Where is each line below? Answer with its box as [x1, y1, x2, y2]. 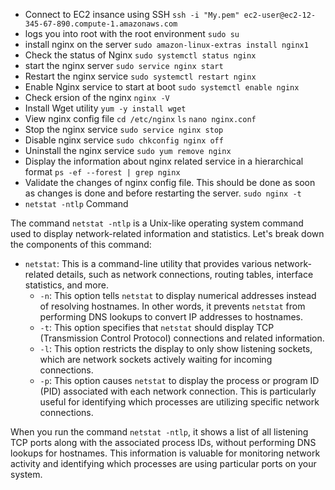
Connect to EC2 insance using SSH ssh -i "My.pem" [24, 9, 240, 20]
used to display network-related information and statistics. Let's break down [10, 228, 325, 239]
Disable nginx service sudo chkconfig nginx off [24, 134, 224, 146]
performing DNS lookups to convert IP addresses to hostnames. [39, 311, 304, 323]
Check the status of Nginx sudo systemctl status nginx [24, 49, 257, 61]
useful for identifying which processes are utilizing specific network [39, 396, 320, 408]
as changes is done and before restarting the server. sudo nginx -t [24, 187, 302, 199]
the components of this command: [10, 239, 152, 250]
